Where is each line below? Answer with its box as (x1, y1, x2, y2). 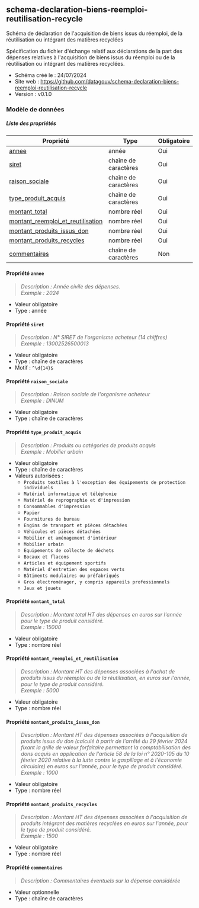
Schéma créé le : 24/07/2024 (14, 71, 87, 79)
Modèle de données (6, 105, 65, 113)
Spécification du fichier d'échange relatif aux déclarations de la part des (6, 47, 182, 54)
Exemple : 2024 (20, 289, 59, 296)
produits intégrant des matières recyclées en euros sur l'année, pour (20, 820, 188, 827)
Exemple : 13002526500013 (20, 340, 89, 347)
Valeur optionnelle (14, 888, 59, 896)
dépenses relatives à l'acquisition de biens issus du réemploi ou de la (6, 53, 175, 61)
